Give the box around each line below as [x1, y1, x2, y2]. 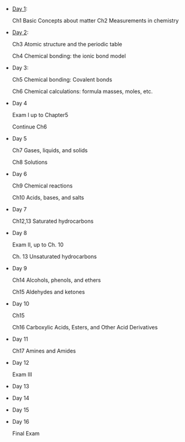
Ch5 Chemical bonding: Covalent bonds [12, 76, 113, 83]
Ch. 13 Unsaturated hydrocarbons [12, 253, 97, 260]
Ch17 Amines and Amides [12, 347, 76, 354]
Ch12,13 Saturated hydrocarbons [12, 217, 94, 225]
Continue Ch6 [12, 123, 47, 130]
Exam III [12, 371, 32, 378]
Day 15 [12, 406, 29, 413]
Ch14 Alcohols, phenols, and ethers [12, 276, 102, 284]
